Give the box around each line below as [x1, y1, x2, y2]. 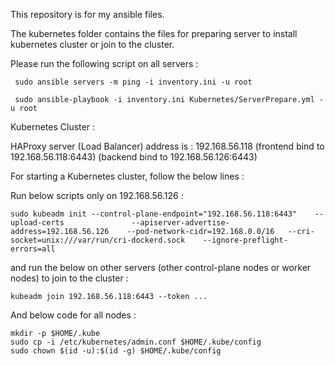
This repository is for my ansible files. [10, 9, 165, 20]
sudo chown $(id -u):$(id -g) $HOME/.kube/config [10, 346, 222, 356]
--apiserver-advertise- [131, 218, 230, 228]
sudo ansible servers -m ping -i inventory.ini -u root [14, 77, 253, 87]
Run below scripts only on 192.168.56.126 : [10, 190, 184, 201]
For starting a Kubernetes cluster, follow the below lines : [10, 170, 245, 182]
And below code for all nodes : [10, 309, 137, 321]
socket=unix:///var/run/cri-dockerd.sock [10, 235, 186, 245]
